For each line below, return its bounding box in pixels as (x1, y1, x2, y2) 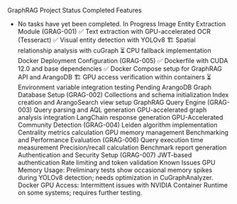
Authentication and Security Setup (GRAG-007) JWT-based (17, 151, 192, 159)
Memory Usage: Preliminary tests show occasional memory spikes (17, 166, 213, 174)
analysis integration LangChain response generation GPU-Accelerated (17, 113, 224, 121)
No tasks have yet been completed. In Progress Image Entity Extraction (17, 20, 226, 28)
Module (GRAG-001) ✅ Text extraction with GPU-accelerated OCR (17, 28, 211, 35)
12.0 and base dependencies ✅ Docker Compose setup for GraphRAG (17, 64, 222, 73)
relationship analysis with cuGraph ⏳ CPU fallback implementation (17, 46, 211, 55)
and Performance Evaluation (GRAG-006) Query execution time (17, 136, 204, 144)
